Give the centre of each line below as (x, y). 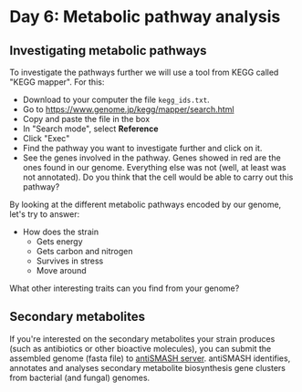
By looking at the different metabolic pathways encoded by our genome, (146, 204)
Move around (61, 270)
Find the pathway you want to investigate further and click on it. (142, 148)
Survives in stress (70, 261)
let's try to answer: (45, 214)
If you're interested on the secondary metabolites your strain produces (142, 338)
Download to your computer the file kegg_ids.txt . (116, 99)
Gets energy (60, 242)
